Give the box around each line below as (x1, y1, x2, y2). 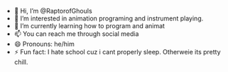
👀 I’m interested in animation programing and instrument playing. (13, 14, 204, 23)
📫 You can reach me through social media (13, 30, 139, 38)
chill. (13, 58, 28, 66)
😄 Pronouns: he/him (13, 40, 75, 48)
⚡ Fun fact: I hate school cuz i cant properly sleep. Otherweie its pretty (13, 48, 222, 56)
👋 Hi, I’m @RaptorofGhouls (13, 7, 92, 15)
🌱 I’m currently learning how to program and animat (13, 22, 165, 30)
